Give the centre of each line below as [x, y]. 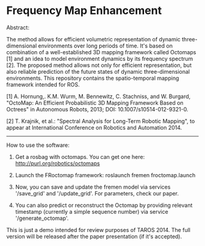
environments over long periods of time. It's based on [105, 46]
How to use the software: [38, 145]
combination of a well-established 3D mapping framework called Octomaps [101, 52]
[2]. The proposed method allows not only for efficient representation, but [99, 65]
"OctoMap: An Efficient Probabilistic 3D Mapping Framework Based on [95, 103]
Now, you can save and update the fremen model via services [93, 187]
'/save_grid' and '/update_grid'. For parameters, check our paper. [97, 193]
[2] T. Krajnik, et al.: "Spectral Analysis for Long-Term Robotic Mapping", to [101, 121]
